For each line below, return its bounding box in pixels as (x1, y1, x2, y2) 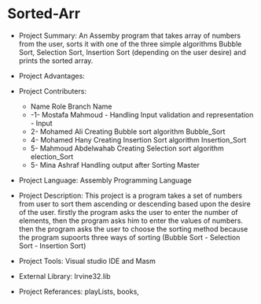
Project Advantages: (18, 71, 86, 80)
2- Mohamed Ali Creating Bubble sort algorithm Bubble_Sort (30, 127, 226, 136)
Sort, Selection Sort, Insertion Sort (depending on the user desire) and (18, 47, 247, 57)
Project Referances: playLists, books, (18, 287, 139, 296)
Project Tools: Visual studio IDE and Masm (18, 256, 156, 265)
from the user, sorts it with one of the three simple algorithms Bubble (18, 39, 242, 48)
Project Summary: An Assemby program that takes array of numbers (18, 31, 241, 40)
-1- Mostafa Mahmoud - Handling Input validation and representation (30, 109, 254, 119)
